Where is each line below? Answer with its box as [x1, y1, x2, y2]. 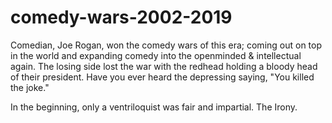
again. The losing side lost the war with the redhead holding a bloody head [10, 60, 318, 72]
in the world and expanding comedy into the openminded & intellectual [10, 49, 302, 61]
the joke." [10, 81, 50, 93]
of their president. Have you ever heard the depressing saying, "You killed [10, 71, 315, 83]
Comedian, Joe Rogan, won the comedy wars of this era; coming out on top [10, 39, 323, 51]
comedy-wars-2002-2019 [10, 6, 233, 29]
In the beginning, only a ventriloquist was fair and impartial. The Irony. [10, 101, 298, 113]
